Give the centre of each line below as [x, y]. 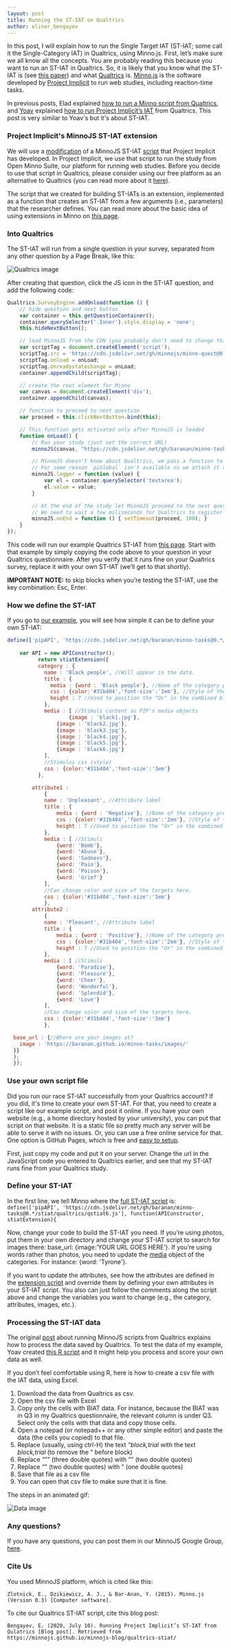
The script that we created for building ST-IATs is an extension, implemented [115, 193]
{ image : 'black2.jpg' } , [92, 724]
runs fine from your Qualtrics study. [57, 1168]
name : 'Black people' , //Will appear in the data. [119, 672]
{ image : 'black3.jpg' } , [92, 730]
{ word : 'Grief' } [79, 878]
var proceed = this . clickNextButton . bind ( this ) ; [90, 417]
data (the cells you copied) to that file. [71, 1437]
